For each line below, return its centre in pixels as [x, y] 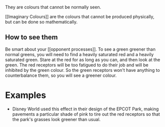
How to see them [32, 37]
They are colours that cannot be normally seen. [53, 7]
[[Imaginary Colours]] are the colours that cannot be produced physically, [80, 16]
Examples [26, 95]
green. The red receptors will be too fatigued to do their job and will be [77, 65]
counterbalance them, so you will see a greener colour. [61, 75]
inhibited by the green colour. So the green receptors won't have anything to [82, 70]
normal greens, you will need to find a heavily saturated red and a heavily [80, 54]
